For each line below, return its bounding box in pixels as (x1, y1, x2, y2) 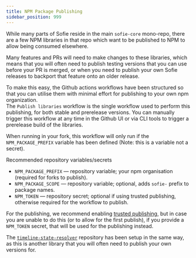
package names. (14, 186, 55, 193)
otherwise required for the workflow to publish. (14, 198, 129, 205)
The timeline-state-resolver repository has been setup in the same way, (6, 233, 185, 240)
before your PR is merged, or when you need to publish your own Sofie (6, 66, 178, 73)
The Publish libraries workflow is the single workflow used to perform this (6, 102, 191, 109)
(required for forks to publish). (14, 174, 88, 181)
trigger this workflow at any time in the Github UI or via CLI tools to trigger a (6, 115, 189, 122)
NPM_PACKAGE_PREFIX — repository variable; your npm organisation (14, 167, 173, 174)
